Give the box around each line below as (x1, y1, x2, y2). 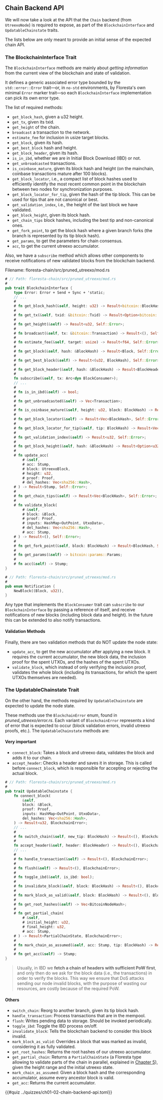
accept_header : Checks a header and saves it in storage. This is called (12, 760, 152, 766)
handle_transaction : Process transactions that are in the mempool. (12, 1013, 146, 1019)
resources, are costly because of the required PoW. (16, 986, 120, 992)
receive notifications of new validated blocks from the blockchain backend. (5, 258, 155, 264)
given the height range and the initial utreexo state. (12, 1064, 114, 1070)
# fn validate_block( (14, 503, 57, 507)
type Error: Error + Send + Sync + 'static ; (14, 290, 105, 295)
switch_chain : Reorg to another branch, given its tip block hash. (12, 1008, 139, 1013)
